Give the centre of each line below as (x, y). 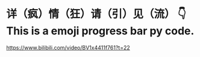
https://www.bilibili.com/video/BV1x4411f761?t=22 (68, 47)
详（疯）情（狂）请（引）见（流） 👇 (96, 14)
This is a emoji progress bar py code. (100, 31)
